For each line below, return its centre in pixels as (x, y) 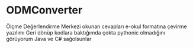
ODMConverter (44, 10)
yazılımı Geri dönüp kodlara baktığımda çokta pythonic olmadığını (86, 32)
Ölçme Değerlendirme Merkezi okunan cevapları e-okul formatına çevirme (97, 26)
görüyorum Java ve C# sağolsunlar (49, 39)
